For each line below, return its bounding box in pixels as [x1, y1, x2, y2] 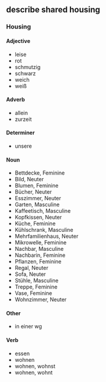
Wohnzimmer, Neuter [14, 296, 67, 303]
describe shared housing [6, 5, 101, 15]
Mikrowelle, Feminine [14, 239, 67, 246]
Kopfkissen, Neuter [14, 214, 62, 221]
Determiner [6, 129, 35, 136]
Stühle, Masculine [14, 277, 59, 284]
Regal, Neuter [14, 265, 49, 272]
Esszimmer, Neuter [14, 195, 62, 202]
